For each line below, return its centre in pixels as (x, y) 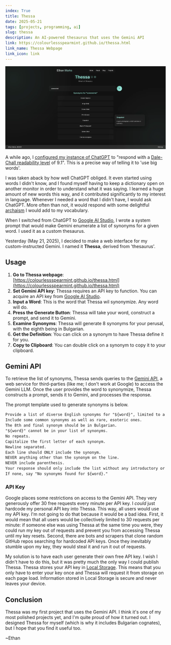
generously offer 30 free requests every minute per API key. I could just (80, 503)
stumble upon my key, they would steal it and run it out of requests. (76, 547)
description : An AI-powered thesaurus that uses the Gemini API (75, 38)
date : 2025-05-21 (24, 21)
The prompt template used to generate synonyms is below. (67, 405)
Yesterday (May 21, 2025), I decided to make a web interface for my (76, 241)
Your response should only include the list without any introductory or (85, 469)
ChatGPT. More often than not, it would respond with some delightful (77, 205)
